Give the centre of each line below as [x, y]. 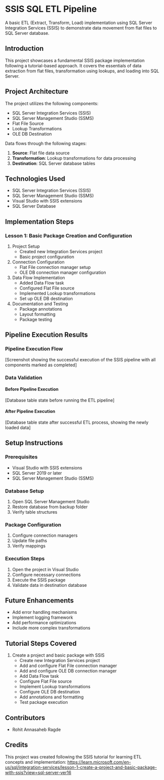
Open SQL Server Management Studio [51, 502]
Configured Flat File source [47, 288]
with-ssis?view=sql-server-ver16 [38, 772]
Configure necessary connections [46, 575]
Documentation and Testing [40, 304]
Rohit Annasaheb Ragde [36, 730]
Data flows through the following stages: [46, 143]
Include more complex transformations [51, 628]
